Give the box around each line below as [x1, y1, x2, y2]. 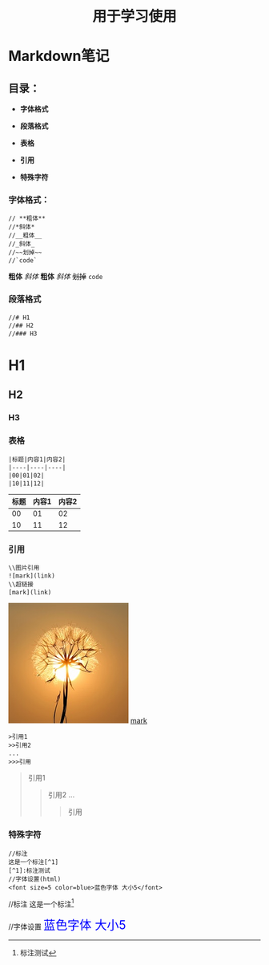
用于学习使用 [91, 7, 177, 26]
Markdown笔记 [8, 47, 110, 65]
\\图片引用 [8, 564, 40, 572]
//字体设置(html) [8, 875, 62, 883]
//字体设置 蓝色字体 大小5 [8, 918, 126, 933]
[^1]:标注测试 [8, 866, 50, 874]
